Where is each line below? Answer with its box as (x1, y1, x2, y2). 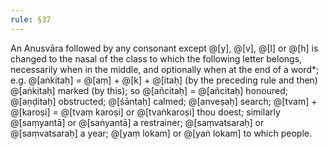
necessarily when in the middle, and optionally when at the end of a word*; (10, 63, 320, 75)
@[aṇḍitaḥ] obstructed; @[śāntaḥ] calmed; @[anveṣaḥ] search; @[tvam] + (10, 95, 318, 107)
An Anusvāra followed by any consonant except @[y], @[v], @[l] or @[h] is (10, 42, 319, 54)
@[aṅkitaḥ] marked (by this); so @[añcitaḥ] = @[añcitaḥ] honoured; (10, 84, 288, 96)
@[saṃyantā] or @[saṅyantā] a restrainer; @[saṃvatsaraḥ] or (10, 116, 265, 128)
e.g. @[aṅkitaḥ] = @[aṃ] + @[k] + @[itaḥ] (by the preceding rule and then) (10, 74, 318, 86)
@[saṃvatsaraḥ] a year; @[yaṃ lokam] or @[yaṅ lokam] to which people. (10, 127, 313, 139)
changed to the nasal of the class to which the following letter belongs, (10, 52, 303, 65)
